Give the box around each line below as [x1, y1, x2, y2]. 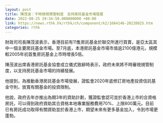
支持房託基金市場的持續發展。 [17, 68, 78, 73]
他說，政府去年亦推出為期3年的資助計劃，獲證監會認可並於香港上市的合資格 [5, 94, 157, 100]
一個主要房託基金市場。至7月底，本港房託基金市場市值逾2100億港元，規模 [9, 45, 158, 51]
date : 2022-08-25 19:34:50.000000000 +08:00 [5, 16, 97, 21]
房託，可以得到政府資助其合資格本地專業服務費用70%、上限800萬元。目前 [5, 101, 154, 106]
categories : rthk [5, 25, 40, 30]
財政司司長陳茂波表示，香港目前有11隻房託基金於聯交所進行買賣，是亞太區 [5, 39, 153, 45]
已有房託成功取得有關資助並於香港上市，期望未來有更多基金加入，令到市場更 [5, 106, 158, 112]
